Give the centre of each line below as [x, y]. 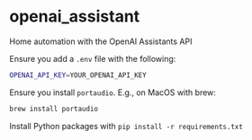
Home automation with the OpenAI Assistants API [101, 41]
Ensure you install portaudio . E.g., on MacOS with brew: [112, 92]
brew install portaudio [54, 109]
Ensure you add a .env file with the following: [93, 58]
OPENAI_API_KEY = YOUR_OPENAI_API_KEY [78, 75]
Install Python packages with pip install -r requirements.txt [126, 126]
